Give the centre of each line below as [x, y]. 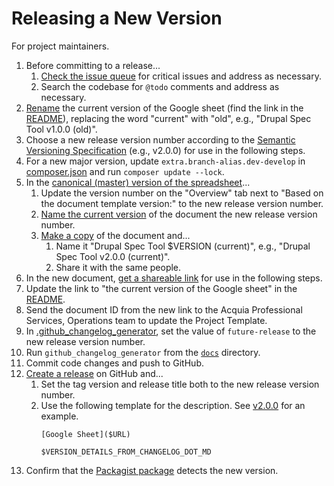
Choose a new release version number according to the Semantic [160, 139]
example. [59, 416]
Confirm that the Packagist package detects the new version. [152, 470]
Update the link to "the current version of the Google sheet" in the [161, 288]
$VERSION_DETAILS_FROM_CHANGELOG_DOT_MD [126, 452]
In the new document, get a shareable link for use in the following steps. [174, 278]
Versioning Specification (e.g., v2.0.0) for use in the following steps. [165, 150]
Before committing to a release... [93, 65]
